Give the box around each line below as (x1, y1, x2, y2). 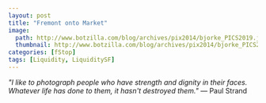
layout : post (8, 11, 51, 20)
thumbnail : (15, 41, 51, 49)
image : (8, 26, 30, 34)
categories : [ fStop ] (8, 48, 77, 56)
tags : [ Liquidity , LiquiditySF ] (8, 56, 115, 64)
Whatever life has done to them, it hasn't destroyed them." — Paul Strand (8, 86, 248, 95)
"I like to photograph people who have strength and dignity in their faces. (8, 77, 248, 87)
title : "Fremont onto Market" (8, 19, 108, 27)
